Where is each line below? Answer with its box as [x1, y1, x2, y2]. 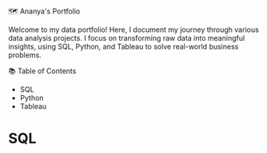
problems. [8, 50, 42, 60]
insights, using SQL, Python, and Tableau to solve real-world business [8, 42, 239, 51]
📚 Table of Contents [8, 66, 77, 76]
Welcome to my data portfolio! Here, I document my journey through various [8, 25, 260, 34]
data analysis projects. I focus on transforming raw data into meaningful [8, 33, 245, 42]
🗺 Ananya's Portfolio [8, 6, 81, 16]
